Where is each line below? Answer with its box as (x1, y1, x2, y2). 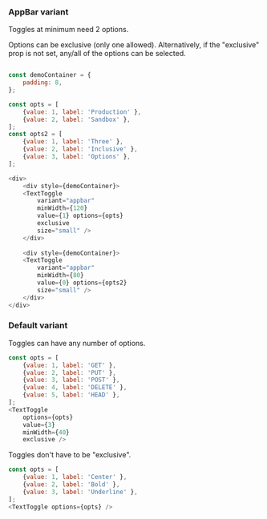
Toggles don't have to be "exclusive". (8, 450, 131, 460)
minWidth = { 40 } (22, 428, 70, 437)
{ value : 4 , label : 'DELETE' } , (22, 384, 127, 392)
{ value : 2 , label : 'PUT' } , (22, 368, 116, 376)
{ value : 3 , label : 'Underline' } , (22, 488, 138, 496)
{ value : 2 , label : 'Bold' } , (22, 481, 120, 489)
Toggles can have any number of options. (8, 338, 146, 348)
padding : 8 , (22, 78, 63, 86)
